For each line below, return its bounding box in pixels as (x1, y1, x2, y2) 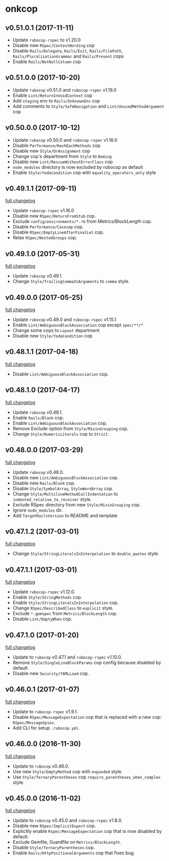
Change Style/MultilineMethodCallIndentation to (12, 491, 118, 497)
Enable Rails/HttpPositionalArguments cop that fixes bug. (12, 850, 135, 856)
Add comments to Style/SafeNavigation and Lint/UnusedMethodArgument (12, 103, 164, 109)
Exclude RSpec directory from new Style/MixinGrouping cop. (12, 501, 141, 508)
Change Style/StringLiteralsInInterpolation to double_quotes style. (12, 550, 159, 556)
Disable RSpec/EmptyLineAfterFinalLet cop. (12, 229, 104, 235)
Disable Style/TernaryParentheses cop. (12, 845, 95, 851)
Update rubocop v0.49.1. (12, 273, 63, 279)
